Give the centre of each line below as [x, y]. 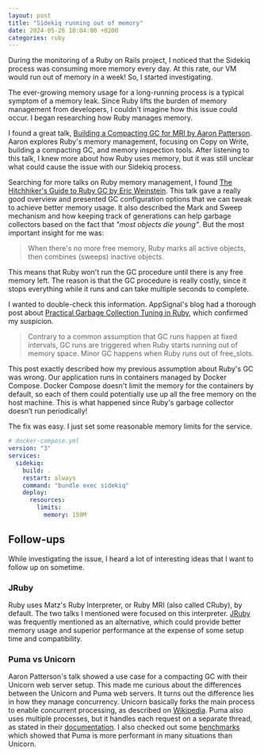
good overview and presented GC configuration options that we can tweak [130, 199]
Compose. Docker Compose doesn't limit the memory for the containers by [131, 386]
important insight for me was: [56, 233]
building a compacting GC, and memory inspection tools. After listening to [129, 150]
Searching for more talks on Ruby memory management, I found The [120, 183]
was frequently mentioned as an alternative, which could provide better [125, 622]
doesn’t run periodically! [48, 411]
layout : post [30, 15]
